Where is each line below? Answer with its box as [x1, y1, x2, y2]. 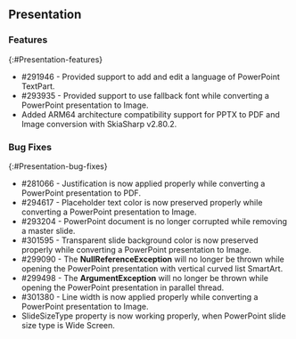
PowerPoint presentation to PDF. [21, 187, 142, 198]
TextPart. [21, 80, 55, 92]
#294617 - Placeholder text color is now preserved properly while [21, 197, 263, 207]
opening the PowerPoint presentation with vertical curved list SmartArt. [21, 262, 284, 274]
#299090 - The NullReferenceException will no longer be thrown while [21, 254, 284, 264]
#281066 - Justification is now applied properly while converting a [21, 178, 266, 189]
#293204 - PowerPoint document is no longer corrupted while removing [21, 215, 287, 226]
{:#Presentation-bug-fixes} [8, 160, 108, 172]
